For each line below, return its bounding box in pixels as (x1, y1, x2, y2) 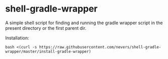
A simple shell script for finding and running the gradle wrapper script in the (5, 20, 163, 26)
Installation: (5, 35, 29, 41)
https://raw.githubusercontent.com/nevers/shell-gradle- (39, 44, 161, 49)
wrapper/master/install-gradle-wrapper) (5, 49, 92, 54)
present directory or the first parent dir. (5, 25, 87, 31)
